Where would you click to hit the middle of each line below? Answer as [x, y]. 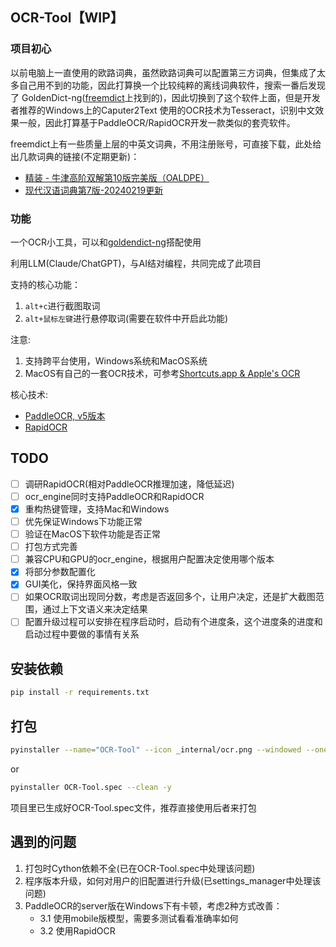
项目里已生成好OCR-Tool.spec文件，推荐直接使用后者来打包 [133, 807]
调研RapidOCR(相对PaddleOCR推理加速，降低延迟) [129, 484]
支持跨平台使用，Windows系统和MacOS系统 [116, 360]
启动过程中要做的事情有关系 [82, 634]
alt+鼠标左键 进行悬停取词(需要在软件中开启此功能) [126, 318]
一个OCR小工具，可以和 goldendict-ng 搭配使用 [106, 242]
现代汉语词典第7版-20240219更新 [94, 190]
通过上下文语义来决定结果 [95, 609]
